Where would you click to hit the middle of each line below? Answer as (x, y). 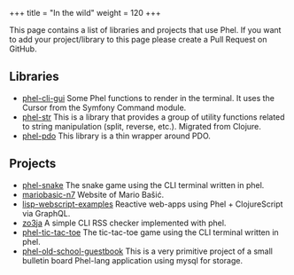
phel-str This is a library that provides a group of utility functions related (153, 117)
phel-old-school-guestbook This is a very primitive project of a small (147, 251)
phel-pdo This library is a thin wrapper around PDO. (116, 136)
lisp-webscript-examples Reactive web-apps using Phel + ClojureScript (152, 204)
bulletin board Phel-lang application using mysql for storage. (132, 260)
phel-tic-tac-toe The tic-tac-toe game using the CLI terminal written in (150, 232)
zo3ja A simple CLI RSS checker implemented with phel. (124, 223)
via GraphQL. (46, 213)
